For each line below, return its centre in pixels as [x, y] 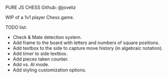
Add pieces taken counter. [41, 59]
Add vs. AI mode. [31, 64]
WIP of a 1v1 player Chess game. [40, 17]
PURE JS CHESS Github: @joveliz [41, 7]
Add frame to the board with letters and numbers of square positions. [86, 43]
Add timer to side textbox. [40, 54]
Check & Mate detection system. [47, 37]
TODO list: [16, 27]
